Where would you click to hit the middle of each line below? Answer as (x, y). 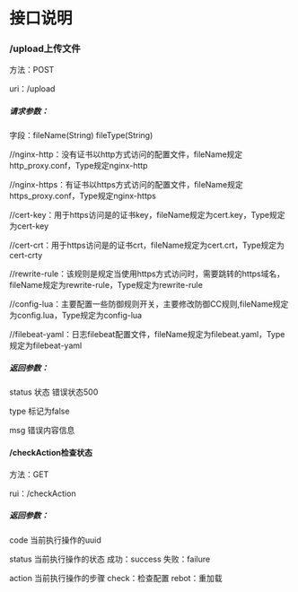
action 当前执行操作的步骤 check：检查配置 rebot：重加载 (116, 578)
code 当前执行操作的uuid (55, 540)
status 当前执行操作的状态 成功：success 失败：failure (110, 559)
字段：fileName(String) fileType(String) (81, 135)
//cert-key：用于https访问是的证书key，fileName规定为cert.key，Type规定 (147, 215)
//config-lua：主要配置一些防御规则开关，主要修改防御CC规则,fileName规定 (149, 304)
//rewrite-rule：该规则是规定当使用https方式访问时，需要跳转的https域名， (147, 274)
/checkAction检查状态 (51, 453)
